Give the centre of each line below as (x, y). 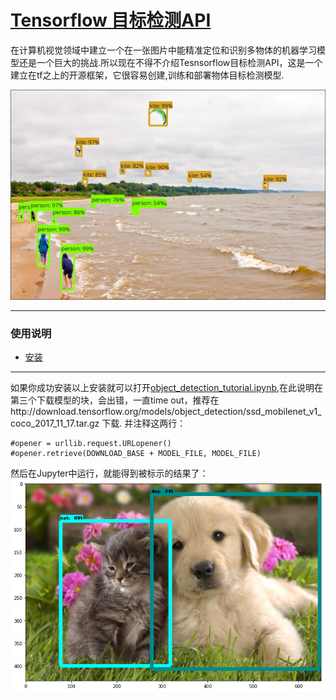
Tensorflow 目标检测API (111, 20)
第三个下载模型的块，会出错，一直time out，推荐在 (115, 400)
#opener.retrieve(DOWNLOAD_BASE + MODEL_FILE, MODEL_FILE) (136, 453)
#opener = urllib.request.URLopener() (91, 443)
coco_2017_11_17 (42, 423)
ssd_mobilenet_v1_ (284, 411)
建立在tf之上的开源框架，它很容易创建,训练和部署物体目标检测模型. (147, 75)
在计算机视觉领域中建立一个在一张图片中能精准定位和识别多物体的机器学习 (163, 50)
